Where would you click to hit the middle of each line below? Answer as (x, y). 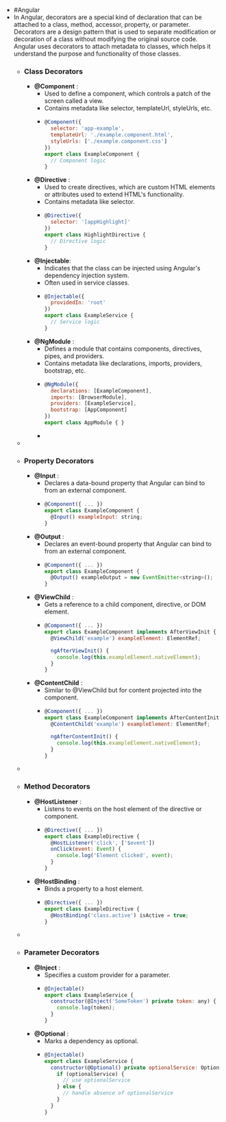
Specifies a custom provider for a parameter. (108, 974)
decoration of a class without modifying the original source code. (105, 39)
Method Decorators (57, 786)
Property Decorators (59, 460)
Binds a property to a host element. (94, 889)
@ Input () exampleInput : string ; (97, 517)
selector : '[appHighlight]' (90, 222)
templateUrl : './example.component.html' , (112, 135)
